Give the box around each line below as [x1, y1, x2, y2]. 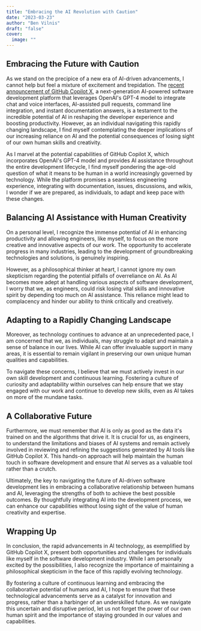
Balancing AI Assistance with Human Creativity [6, 213, 187, 223]
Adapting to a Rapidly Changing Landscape [6, 315, 172, 325]
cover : [6, 31, 23, 37]
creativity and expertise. [6, 509, 66, 516]
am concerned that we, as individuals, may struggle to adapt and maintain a [6, 337, 193, 344]
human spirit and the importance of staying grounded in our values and [6, 611, 182, 619]
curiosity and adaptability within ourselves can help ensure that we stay [6, 381, 184, 388]
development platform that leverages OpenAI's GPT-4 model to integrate [6, 94, 186, 101]
